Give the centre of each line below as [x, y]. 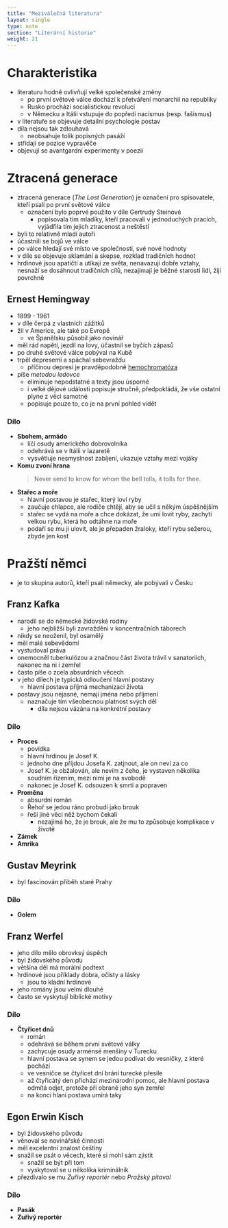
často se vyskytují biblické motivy [65, 997]
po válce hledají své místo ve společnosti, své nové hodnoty [102, 249]
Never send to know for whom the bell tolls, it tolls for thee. [117, 479]
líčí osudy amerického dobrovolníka [77, 443]
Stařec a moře [37, 492]
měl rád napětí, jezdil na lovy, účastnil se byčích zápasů [95, 345]
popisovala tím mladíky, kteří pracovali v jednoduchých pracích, [127, 219]
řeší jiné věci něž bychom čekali [72, 815]
